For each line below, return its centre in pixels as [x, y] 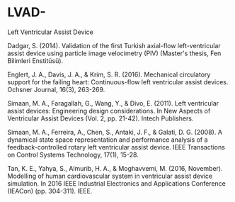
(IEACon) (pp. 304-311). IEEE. [50, 191]
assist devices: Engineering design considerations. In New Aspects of [109, 111]
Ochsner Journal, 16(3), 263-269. [56, 89]
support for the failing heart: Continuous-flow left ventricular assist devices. [118, 82]
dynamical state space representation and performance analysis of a [108, 140]
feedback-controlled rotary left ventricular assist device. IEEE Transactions [116, 147]
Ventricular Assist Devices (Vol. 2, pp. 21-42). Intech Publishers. [101, 118]
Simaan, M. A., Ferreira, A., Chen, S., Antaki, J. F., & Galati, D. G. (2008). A [115, 132]
